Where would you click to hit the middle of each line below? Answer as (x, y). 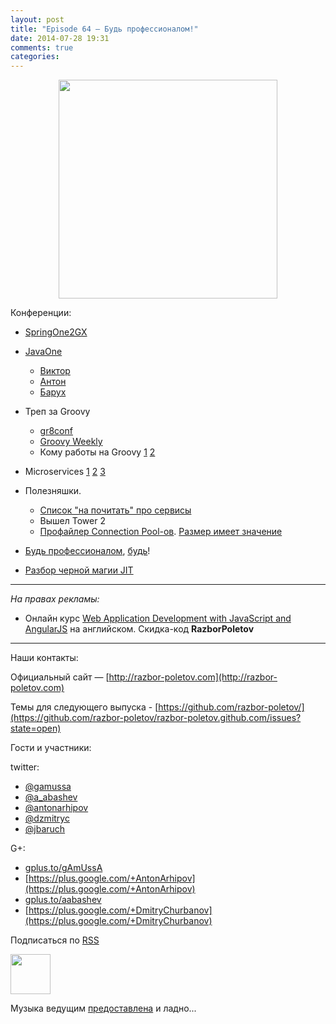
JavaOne (43, 352)
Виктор (55, 371)
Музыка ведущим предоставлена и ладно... (103, 1008)
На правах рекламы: (55, 599)
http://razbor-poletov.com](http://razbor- (193, 677)
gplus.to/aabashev (63, 900)
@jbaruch (45, 829)
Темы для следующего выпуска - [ (84, 707)
